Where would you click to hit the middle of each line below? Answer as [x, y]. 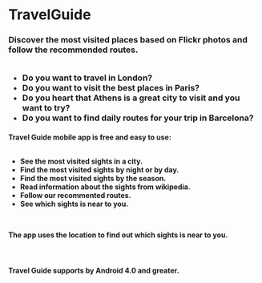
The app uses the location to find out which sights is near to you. [118, 235]
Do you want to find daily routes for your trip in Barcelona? [138, 118]
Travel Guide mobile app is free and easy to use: [90, 137]
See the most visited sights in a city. [81, 161]
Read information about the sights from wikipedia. [105, 187]
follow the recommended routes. [73, 50]
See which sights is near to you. [74, 204]
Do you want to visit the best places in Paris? [111, 88]
